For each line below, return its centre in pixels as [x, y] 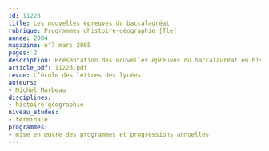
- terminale [28, 120]
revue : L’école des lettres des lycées [75, 75]
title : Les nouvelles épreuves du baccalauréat [89, 23]
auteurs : [23, 82]
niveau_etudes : [34, 113]
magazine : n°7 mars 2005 [50, 46]
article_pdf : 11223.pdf [48, 68]
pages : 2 [23, 53]
